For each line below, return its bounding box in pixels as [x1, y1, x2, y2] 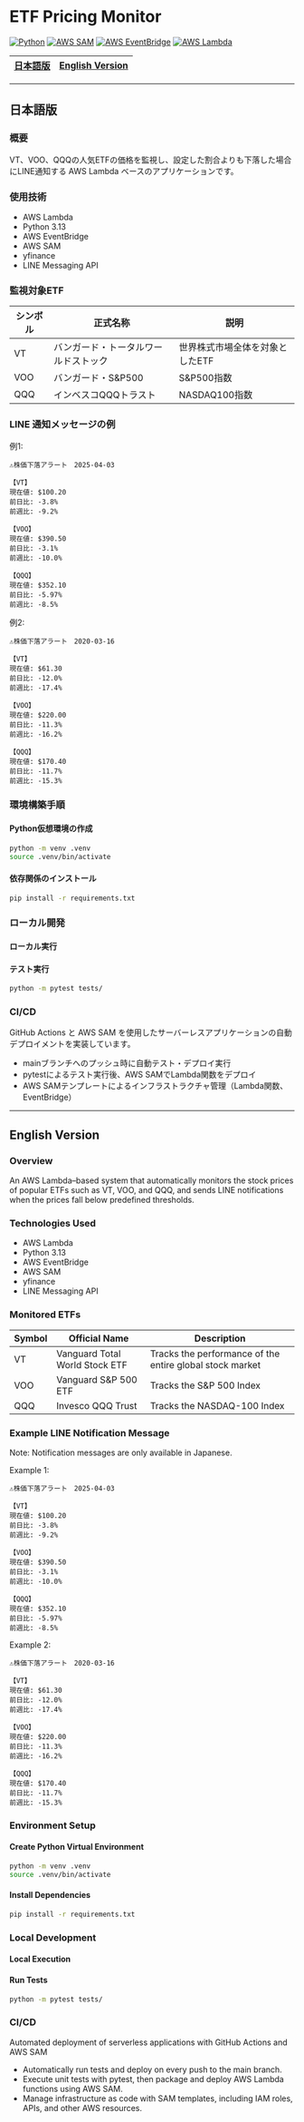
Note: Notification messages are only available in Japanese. [9, 1447, 233, 1458]
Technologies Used [9, 1217, 97, 1229]
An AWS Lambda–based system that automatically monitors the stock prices [9, 1175, 294, 1186]
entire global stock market [149, 1358, 261, 1371]
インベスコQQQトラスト [52, 388, 157, 401]
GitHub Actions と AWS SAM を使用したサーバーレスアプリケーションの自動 [9, 1027, 292, 1038]
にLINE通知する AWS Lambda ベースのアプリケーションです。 [9, 165, 239, 176]
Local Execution [9, 1953, 71, 1965]
